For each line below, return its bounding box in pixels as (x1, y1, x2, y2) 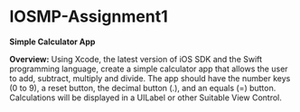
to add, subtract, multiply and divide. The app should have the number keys (9, 72, 291, 83)
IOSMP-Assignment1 (9, 6, 169, 27)
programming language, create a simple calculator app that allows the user (9, 63, 288, 74)
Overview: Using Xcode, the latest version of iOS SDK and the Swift (9, 53, 263, 64)
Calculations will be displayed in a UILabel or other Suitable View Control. (9, 92, 282, 103)
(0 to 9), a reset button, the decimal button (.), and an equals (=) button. (9, 82, 277, 93)
